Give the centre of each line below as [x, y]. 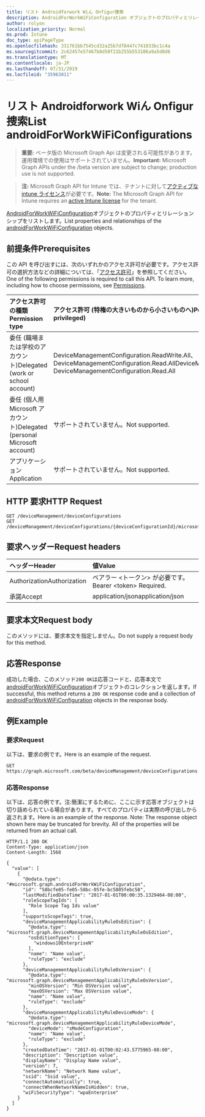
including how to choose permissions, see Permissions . [76, 285]
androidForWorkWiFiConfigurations [99, 135]
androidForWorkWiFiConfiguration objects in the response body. [88, 700]
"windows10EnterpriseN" [64, 943]
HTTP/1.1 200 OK [27, 842]
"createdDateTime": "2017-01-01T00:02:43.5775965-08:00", [98, 1050]
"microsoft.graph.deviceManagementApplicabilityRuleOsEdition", [90, 933]
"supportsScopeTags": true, [58, 917]
